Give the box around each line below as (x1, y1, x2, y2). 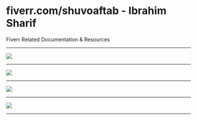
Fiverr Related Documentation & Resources (6, 36, 110, 43)
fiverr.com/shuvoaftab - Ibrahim (6, 4, 167, 18)
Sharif (6, 16, 37, 30)
